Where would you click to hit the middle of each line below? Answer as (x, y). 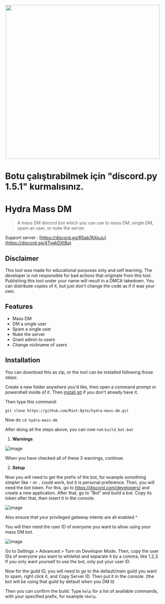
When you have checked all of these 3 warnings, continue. (65, 458)
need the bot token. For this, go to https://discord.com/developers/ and (77, 487)
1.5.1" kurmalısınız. (44, 187)
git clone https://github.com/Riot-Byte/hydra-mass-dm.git (67, 411)
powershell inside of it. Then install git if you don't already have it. (72, 392)
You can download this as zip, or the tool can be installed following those (79, 372)
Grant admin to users (33, 339)
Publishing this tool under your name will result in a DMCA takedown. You (80, 280)
